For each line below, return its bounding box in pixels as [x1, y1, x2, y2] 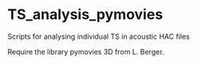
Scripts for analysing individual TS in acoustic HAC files [7, 32, 190, 41]
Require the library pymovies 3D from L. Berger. [7, 47, 164, 56]
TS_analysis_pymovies [7, 6, 164, 24]
